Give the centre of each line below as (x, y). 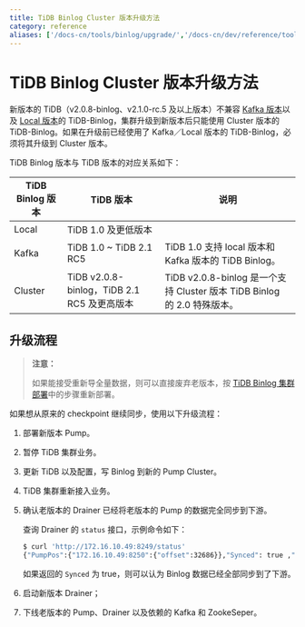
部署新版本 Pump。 (59, 433)
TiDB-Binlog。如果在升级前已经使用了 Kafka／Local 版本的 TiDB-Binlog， (147, 132)
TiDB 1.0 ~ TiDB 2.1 (109, 248)
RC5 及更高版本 (100, 304)
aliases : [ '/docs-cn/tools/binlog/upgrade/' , (97, 35)
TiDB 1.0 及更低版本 (109, 230)
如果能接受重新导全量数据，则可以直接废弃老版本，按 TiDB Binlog (154, 383)
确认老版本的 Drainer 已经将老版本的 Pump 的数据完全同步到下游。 (147, 511)
